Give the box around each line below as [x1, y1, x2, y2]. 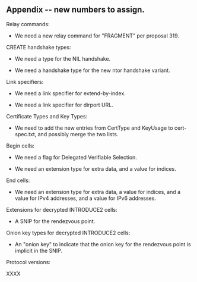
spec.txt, [14, 130, 37, 137]
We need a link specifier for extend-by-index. [14, 89, 126, 97]
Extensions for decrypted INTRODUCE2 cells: [6, 206, 117, 213]
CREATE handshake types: [6, 43, 71, 51]
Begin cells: [6, 142, 34, 149]
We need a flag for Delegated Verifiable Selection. [14, 153, 138, 161]
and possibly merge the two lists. [37, 130, 119, 137]
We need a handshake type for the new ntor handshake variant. [14, 67, 170, 74]
